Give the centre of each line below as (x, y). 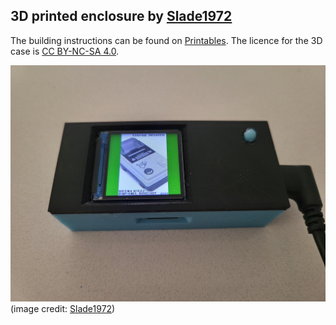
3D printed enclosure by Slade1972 (121, 16)
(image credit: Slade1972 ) (63, 308)
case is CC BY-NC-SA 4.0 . (65, 51)
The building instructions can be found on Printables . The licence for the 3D (166, 40)
